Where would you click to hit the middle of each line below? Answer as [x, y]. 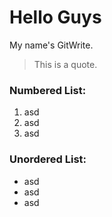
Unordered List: [48, 159]
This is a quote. [65, 64]
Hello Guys [55, 17]
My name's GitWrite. [51, 45]
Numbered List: [48, 90]
